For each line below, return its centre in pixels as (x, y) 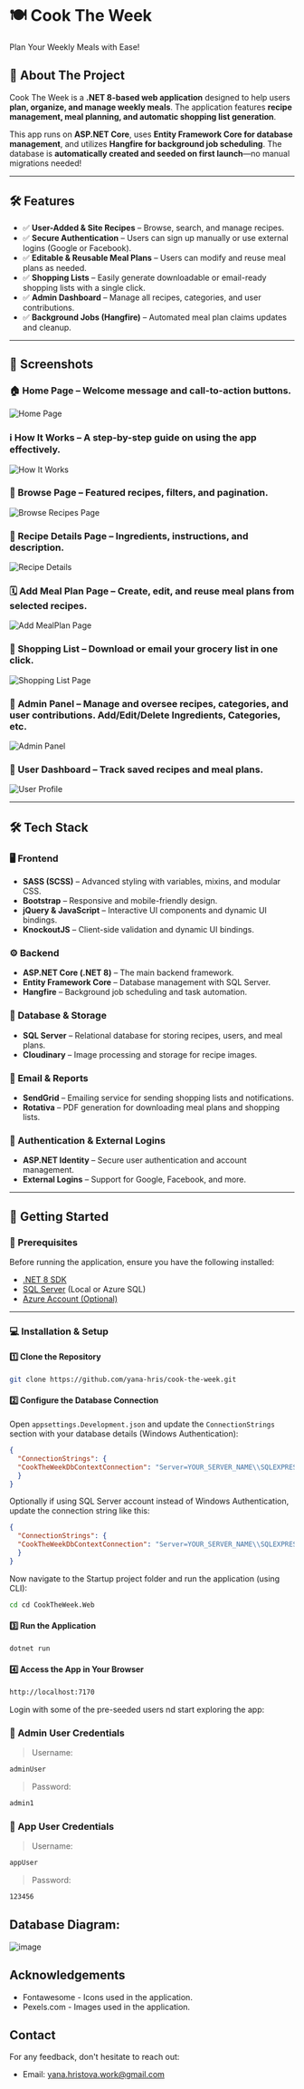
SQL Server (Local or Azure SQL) (84, 1289)
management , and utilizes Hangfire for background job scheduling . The (146, 143)
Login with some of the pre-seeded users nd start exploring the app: (137, 1709)
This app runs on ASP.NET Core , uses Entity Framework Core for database (151, 134)
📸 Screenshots (52, 364)
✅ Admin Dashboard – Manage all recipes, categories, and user (142, 297)
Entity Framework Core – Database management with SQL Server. (147, 982)
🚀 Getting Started (59, 1217)
